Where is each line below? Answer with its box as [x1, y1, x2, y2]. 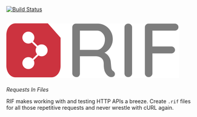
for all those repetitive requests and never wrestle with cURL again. [6, 104, 174, 111]
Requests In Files [6, 86, 49, 93]
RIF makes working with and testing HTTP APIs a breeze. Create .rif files [6, 97, 191, 105]
